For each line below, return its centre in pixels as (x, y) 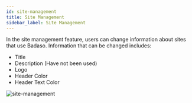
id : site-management (32, 12)
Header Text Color (37, 82)
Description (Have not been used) (56, 63)
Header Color (31, 76)
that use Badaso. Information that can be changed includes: (79, 46)
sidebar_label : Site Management (46, 22)
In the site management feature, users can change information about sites (96, 40)
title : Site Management (35, 17)
